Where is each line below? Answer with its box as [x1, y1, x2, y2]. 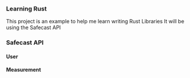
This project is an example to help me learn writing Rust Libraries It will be [6, 18, 185, 25]
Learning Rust [6, 5, 47, 13]
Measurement [6, 66, 41, 73]
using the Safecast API [6, 24, 61, 31]
